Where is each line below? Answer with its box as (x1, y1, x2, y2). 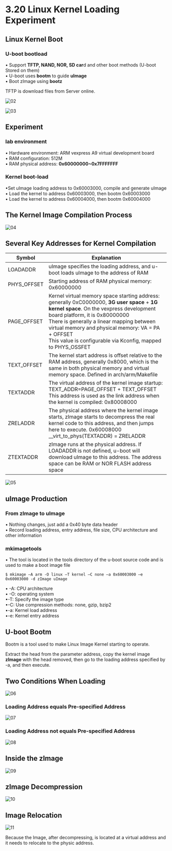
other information (5, 533, 42, 539)
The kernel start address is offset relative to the (48, 352, 162, 359)
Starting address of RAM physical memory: (48, 278, 152, 285)
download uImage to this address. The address (48, 454, 162, 461)
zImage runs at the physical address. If (48, 441, 142, 448)
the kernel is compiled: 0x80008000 (48, 398, 137, 406)
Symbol (16, 254, 36, 262)
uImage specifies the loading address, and (48, 263, 151, 270)
